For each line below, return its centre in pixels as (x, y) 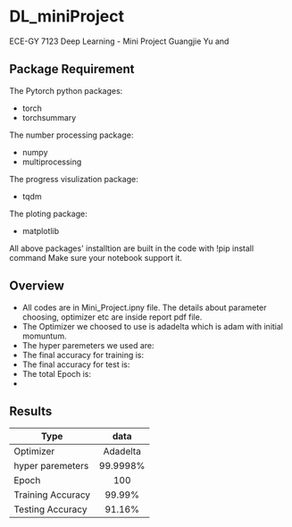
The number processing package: (71, 135)
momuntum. (44, 336)
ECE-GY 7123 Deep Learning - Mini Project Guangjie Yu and (119, 41)
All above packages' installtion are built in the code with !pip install (132, 248)
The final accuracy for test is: (76, 364)
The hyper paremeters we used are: (88, 345)
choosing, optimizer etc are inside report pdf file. (112, 317)
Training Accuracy (52, 495)
